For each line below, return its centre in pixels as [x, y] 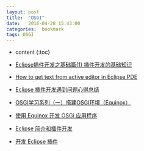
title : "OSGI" [26, 18]
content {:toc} [33, 52]
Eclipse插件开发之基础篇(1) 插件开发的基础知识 [74, 65]
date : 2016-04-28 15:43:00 [43, 23]
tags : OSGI [20, 35]
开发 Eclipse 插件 [36, 142]
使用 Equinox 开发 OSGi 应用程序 [56, 116]
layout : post [23, 12]
